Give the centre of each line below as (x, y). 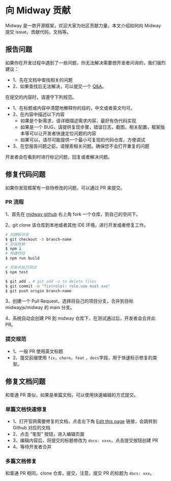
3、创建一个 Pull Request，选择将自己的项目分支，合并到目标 (69, 301)
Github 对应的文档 (32, 428)
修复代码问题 (25, 174)
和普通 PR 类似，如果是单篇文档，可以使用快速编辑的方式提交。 (72, 394)
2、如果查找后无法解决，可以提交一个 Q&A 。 (60, 86)
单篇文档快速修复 (26, 409)
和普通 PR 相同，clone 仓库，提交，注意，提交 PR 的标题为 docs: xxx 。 (80, 473)
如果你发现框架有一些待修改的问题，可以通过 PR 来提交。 (65, 188)
